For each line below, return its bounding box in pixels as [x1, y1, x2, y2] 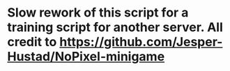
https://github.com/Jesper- [59, 34, 223, 50]
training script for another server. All [7, 19, 223, 35]
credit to [7, 34, 57, 50]
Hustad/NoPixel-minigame [7, 49, 165, 65]
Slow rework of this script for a [7, 5, 189, 21]
